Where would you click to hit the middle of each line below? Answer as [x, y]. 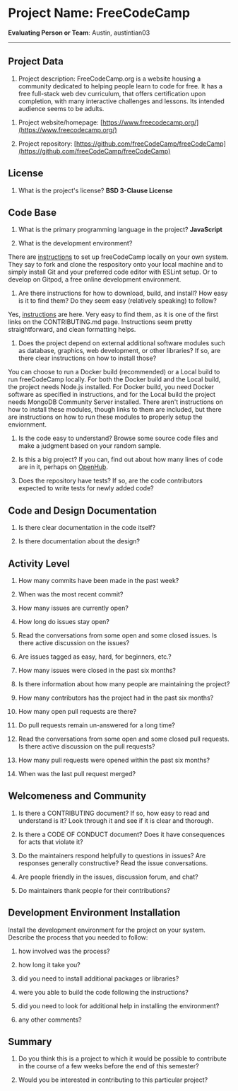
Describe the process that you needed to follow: [78, 937]
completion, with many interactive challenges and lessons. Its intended [121, 101]
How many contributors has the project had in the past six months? [116, 698]
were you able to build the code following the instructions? [103, 992]
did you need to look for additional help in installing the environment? [119, 1005]
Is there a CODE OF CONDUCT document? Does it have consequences [121, 834]
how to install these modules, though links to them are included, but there [115, 410]
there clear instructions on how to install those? [87, 358]
